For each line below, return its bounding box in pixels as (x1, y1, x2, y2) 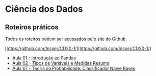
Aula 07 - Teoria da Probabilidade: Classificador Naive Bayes (12, 65, 135, 71)
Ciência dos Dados (5, 3, 83, 15)
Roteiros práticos (5, 23, 59, 31)
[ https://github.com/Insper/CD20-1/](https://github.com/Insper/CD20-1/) (5, 46, 152, 51)
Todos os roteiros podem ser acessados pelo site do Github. (5, 36, 127, 42)
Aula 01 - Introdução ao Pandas (12, 55, 76, 61)
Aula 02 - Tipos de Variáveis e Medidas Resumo (12, 60, 109, 66)
